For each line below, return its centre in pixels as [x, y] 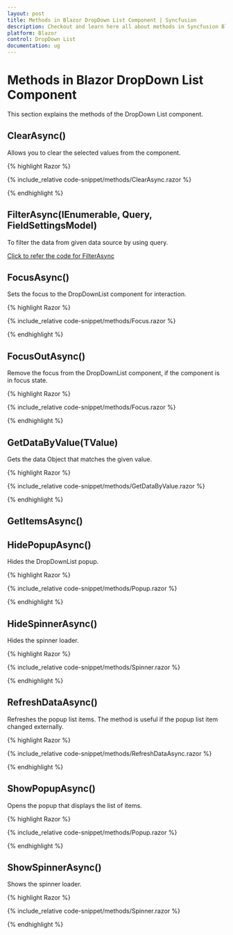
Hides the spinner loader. [43, 641]
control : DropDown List [42, 40]
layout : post [26, 14]
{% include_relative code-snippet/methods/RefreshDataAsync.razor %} [110, 753]
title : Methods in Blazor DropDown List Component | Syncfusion [102, 20]
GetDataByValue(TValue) [63, 442]
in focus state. [27, 380]
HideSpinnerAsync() [52, 624]
